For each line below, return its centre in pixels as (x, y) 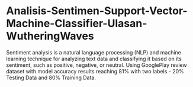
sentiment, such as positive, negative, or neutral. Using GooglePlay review (97, 65)
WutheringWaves (50, 36)
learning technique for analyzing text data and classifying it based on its (94, 59)
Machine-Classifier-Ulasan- (77, 23)
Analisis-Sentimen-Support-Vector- (97, 11)
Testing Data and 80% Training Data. (51, 78)
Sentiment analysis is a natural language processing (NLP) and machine (94, 52)
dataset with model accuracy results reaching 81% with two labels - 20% (95, 71)
